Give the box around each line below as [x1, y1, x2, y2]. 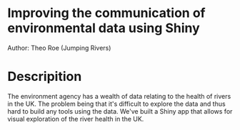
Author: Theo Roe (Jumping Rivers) [7, 43, 111, 52]
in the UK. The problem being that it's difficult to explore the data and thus [7, 99, 226, 108]
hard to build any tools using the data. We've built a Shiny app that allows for [7, 107, 233, 115]
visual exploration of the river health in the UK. [7, 114, 144, 123]
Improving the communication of [7, 5, 206, 21]
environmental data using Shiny [7, 20, 200, 36]
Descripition [7, 69, 82, 85]
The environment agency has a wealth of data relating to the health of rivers [7, 92, 231, 100]
